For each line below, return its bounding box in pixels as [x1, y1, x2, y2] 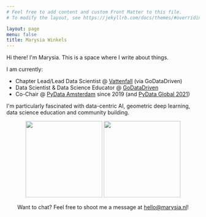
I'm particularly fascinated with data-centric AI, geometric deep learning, [6, 102, 191, 110]
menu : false [6, 31, 37, 37]
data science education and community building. [6, 109, 130, 116]
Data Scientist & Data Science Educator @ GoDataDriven [15, 84, 159, 92]
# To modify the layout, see [6, 15, 81, 21]
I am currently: [6, 65, 43, 73]
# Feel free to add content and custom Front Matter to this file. [6, 9, 183, 15]
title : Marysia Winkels [6, 37, 67, 43]
